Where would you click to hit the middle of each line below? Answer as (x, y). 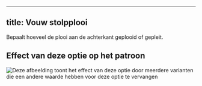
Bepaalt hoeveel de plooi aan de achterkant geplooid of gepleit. (85, 37)
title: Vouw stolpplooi (47, 22)
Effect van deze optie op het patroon (76, 56)
